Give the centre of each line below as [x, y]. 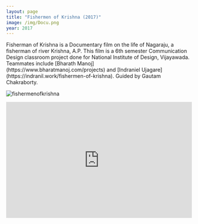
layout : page [22, 11]
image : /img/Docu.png [33, 22]
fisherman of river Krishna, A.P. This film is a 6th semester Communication [97, 51]
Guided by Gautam [138, 76]
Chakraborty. [22, 83]
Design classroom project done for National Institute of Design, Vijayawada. [98, 57]
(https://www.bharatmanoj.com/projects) [56, 70]
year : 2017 [19, 28]
